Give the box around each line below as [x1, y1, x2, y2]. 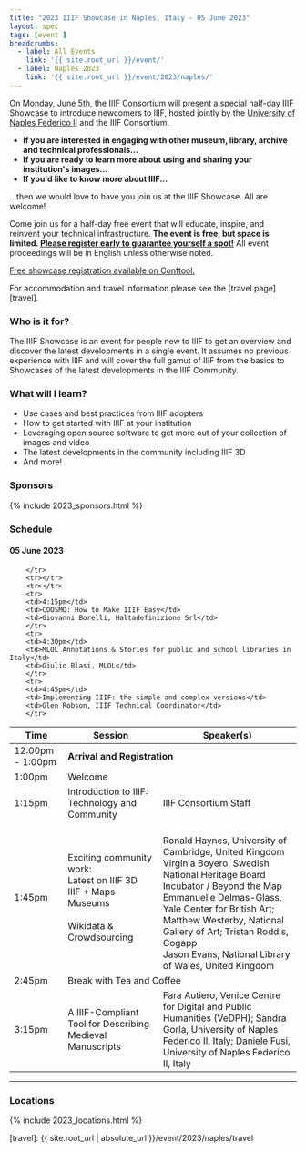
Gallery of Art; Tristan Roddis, [162, 925, 289, 938]
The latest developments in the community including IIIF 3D [22, 447, 246, 458]
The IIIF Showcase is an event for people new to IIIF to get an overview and [9, 336, 291, 347]
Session [92, 729, 129, 741]
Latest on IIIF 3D [67, 873, 138, 886]
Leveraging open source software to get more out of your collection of [22, 427, 288, 438]
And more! [22, 456, 63, 467]
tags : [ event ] [9, 30, 67, 39]
